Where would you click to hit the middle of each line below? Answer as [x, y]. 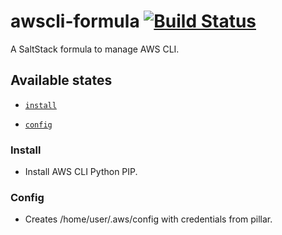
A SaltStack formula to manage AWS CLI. [95, 49]
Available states [61, 80]
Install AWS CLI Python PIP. [81, 172]
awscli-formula [75, 21]
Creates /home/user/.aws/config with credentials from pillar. [148, 219]
